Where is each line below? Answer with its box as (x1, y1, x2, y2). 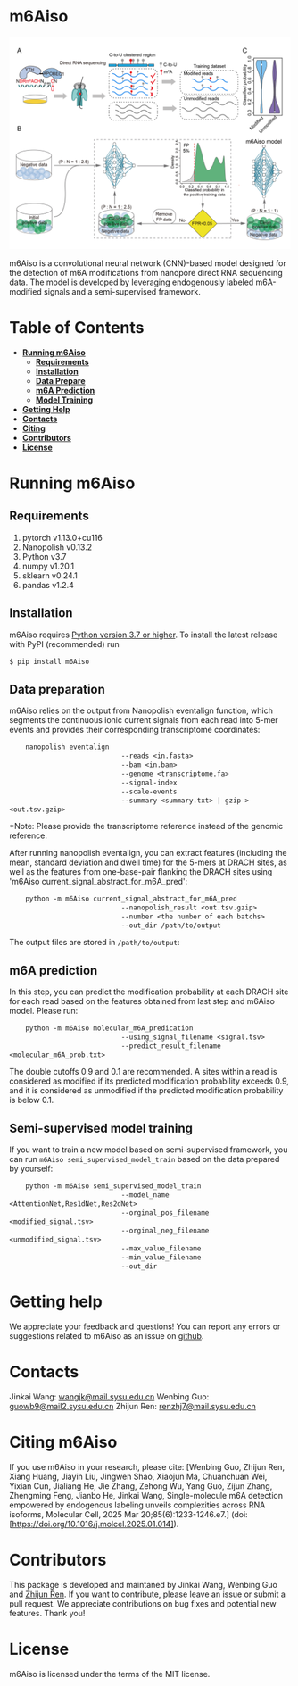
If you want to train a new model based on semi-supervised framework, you (9, 1144, 288, 1155)
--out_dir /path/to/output (120, 921, 221, 930)
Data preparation (9, 681, 105, 697)
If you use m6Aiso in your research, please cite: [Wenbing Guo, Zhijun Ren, (9, 1461, 286, 1472)
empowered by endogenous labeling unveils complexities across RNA (9, 1499, 266, 1510)
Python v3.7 (21, 551, 67, 561)
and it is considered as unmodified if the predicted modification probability (9, 1085, 284, 1096)
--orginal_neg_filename (120, 1225, 210, 1235)
